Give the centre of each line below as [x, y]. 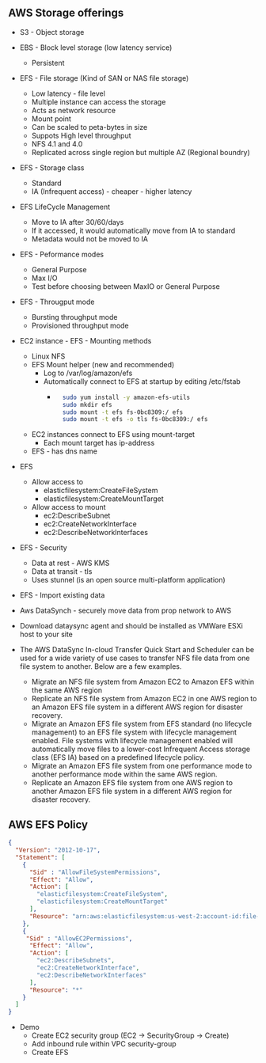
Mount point [51, 119]
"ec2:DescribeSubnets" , [76, 961]
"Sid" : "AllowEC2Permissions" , [79, 938]
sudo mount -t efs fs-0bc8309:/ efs [123, 412]
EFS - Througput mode [57, 302]
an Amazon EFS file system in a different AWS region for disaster [137, 707]
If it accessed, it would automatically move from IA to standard [133, 230]
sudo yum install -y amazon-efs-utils [126, 397]
